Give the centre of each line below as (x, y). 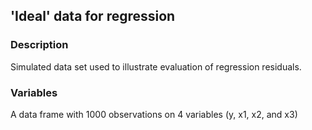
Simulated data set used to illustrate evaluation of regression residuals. (156, 66)
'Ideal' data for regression (93, 16)
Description (39, 45)
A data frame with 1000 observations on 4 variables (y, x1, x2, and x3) (154, 114)
